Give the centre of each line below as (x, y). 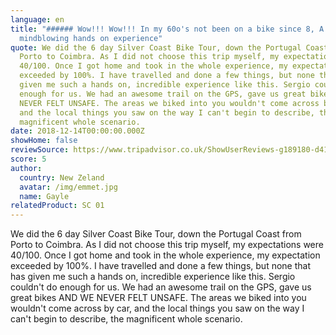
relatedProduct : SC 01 (57, 206)
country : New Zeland (62, 177)
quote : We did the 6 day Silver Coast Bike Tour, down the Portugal (156, 47)
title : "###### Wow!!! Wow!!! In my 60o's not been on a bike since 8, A (167, 29)
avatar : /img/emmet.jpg (68, 187)
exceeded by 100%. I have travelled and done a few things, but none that (160, 266)
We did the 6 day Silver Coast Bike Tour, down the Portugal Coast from (156, 234)
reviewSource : (40, 150)
